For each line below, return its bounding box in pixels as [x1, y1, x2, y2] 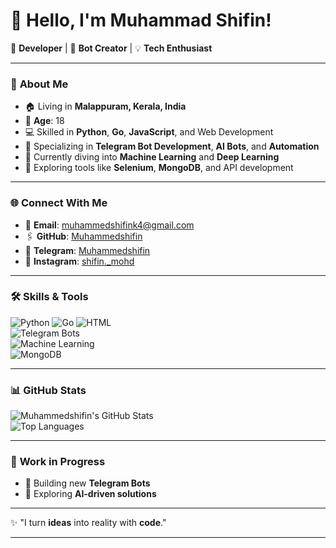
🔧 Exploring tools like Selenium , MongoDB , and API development [24, 162, 294, 174]
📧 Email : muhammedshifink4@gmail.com [24, 219, 195, 231]
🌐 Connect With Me [10, 196, 108, 210]
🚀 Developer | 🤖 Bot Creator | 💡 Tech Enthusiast [10, 42, 213, 54]
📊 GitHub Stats [10, 383, 87, 397]
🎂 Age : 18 [24, 115, 65, 127]
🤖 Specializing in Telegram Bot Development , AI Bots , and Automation [24, 140, 320, 153]
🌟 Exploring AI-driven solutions [24, 488, 157, 500]
